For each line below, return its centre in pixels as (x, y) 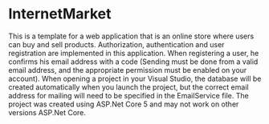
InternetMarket (60, 14)
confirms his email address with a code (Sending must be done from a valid (133, 62)
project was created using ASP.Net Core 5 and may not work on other (124, 104)
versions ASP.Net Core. (47, 112)
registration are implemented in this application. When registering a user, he (134, 53)
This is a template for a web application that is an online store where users (131, 36)
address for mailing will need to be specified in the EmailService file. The (128, 95)
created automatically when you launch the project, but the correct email (128, 87)
